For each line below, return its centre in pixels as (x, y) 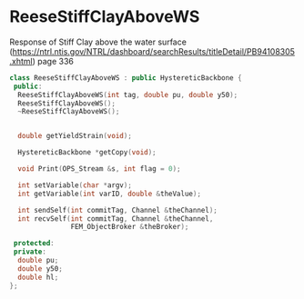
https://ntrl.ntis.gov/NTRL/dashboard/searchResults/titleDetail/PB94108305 (154, 51)
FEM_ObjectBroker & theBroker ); (130, 227)
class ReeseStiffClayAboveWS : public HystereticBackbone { (126, 78)
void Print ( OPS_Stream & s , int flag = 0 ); (99, 169)
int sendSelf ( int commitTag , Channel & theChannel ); (118, 210)
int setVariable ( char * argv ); (75, 185)
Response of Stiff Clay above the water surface (98, 42)
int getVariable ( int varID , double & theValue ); (110, 194)
